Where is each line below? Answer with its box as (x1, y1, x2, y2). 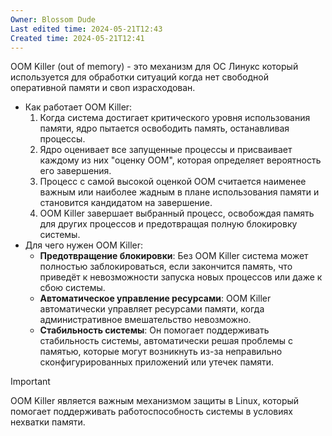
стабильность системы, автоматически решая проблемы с (39, 335, 294, 347)
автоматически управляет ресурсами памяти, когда (39, 303, 265, 315)
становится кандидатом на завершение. (39, 197, 213, 209)
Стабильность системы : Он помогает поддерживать (39, 324, 270, 336)
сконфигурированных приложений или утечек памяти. (39, 356, 275, 368)
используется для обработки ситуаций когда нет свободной (10, 71, 269, 83)
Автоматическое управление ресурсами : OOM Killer (39, 292, 272, 305)
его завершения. (39, 165, 112, 177)
